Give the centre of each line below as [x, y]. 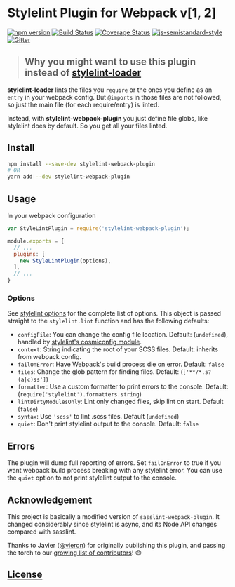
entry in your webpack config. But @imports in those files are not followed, [114, 97]
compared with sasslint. [42, 532]
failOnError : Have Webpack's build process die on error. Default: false [121, 364]
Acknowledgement [50, 500]
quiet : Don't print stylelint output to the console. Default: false [108, 424]
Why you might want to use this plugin [110, 62]
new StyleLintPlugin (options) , [66, 261]
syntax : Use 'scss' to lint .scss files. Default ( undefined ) [98, 417]
